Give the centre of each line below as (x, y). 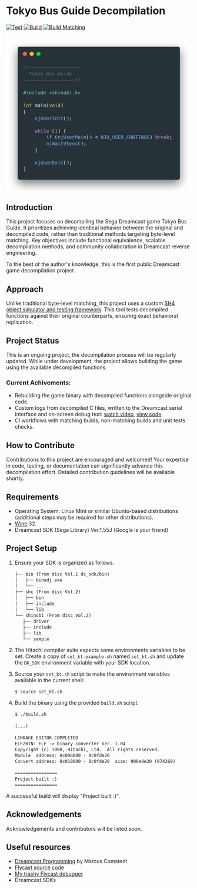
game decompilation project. (41, 271)
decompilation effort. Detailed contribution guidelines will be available (91, 472)
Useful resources (38, 847)
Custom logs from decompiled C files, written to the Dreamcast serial (98, 408)
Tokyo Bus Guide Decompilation (86, 11)
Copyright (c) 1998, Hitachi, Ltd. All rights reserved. (87, 749)
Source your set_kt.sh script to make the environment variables (92, 674)
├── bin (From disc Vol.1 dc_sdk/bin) (62, 574)
